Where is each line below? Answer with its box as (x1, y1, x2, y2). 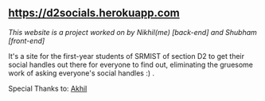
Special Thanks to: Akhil (8, 84, 88, 93)
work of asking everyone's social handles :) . (8, 68, 155, 78)
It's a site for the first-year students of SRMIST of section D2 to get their (8, 51, 245, 60)
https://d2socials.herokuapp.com (8, 6, 181, 20)
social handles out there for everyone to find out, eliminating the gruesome (8, 60, 253, 69)
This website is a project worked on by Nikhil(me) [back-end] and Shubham (8, 27, 257, 37)
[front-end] (8, 36, 45, 45)
